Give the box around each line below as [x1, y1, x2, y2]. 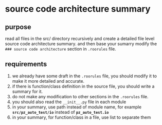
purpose [5, 23, 32, 31]
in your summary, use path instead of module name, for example [12, 104, 142, 110]
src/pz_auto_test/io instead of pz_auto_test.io [12, 109, 109, 115]
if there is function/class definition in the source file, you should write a [12, 83, 155, 89]
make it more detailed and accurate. [12, 78, 85, 84]
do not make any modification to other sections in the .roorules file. [12, 93, 148, 99]
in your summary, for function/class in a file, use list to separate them [12, 114, 151, 120]
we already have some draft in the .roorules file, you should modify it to [12, 73, 157, 79]
